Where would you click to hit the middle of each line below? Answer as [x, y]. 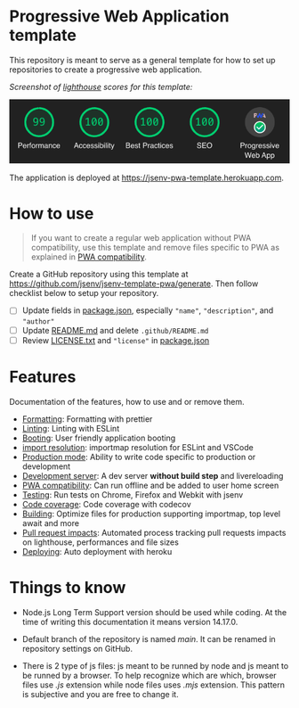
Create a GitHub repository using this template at [99, 275]
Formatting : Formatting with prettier [87, 419]
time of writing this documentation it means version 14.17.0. [130, 622]
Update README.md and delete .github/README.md [115, 330]
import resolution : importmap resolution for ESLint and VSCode [137, 447]
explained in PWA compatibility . [89, 257]
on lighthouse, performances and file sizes [101, 542]
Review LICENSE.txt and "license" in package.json [116, 340]
